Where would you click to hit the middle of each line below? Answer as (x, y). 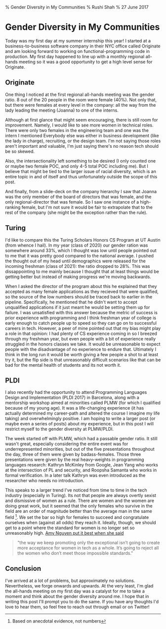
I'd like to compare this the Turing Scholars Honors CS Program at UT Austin (83, 240)
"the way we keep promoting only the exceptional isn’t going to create (88, 543)
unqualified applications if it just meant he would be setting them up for (78, 307)
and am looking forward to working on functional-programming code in (77, 51)
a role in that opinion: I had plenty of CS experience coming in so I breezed (81, 334)
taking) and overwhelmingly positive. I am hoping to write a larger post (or (80, 419)
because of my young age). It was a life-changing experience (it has (75, 408)
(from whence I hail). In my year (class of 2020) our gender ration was (77, 245)
